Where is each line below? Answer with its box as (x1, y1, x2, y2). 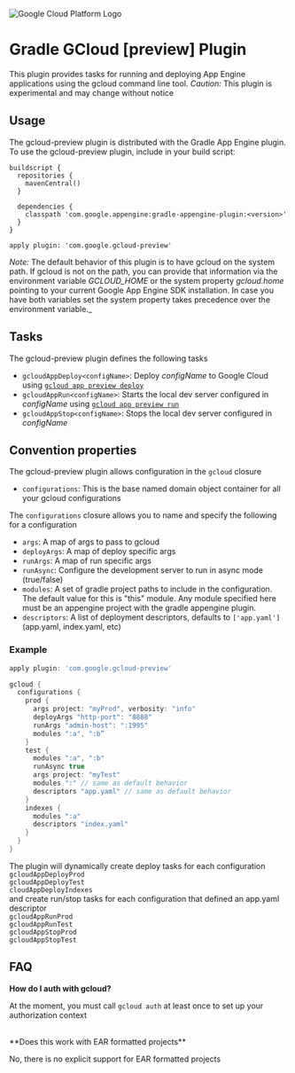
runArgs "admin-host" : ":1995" (32, 721, 149, 730)
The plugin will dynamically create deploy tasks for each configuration (9, 860, 266, 871)
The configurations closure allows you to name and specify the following (9, 510, 277, 521)
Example (9, 644, 48, 656)
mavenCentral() (25, 178, 82, 188)
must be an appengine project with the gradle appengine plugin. (21, 603, 257, 614)
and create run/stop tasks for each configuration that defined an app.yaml (9, 893, 280, 904)
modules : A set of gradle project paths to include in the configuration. (21, 583, 273, 594)
